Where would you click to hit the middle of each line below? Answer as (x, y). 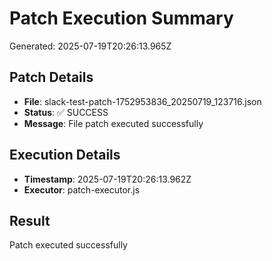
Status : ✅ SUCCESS (66, 112)
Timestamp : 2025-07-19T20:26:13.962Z (107, 179)
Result (30, 220)
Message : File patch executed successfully (113, 123)
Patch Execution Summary (121, 18)
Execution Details (65, 155)
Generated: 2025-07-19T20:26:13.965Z (90, 46)
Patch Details (51, 77)
